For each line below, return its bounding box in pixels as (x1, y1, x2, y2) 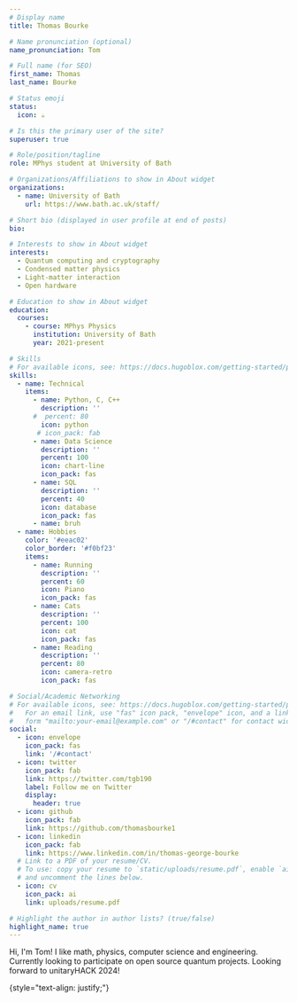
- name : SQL (32, 478, 77, 487)
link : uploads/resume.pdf (25, 897, 121, 907)
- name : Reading (32, 643, 93, 652)
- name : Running (32, 560, 93, 569)
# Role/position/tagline (9, 151, 101, 160)
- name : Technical (17, 379, 86, 388)
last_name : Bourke (9, 78, 77, 87)
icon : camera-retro (41, 668, 113, 677)
